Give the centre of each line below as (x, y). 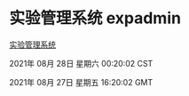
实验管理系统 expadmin (95, 18)
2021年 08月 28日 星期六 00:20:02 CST (81, 63)
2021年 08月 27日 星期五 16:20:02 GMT (81, 82)
